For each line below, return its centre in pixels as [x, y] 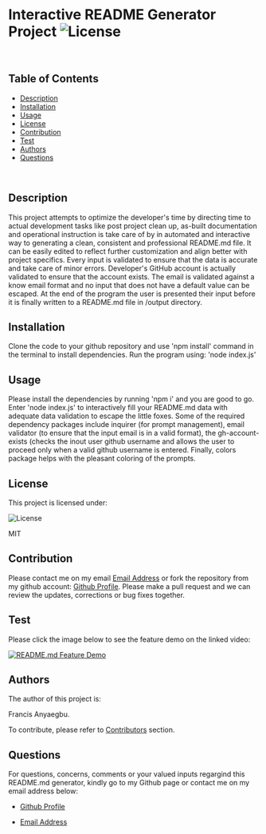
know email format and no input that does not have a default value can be [129, 285]
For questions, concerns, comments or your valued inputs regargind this [127, 774]
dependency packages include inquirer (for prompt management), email [127, 425]
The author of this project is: [55, 699]
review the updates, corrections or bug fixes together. [97, 595]
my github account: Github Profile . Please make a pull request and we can [129, 586]
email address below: [43, 791]
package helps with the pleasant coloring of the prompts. [102, 459]
